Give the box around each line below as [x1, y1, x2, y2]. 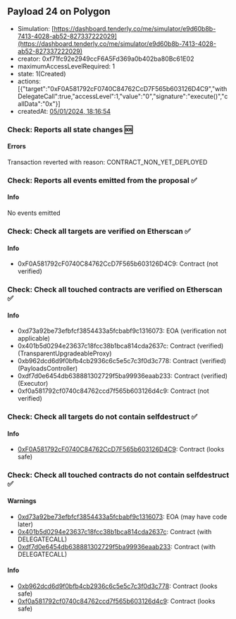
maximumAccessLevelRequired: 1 [17, 61, 115, 70]
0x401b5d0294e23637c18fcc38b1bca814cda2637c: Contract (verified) [17, 342, 224, 350]
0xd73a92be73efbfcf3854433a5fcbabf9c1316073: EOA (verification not [17, 326, 227, 335]
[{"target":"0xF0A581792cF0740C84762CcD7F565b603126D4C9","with [17, 84, 228, 93]
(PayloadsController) [17, 364, 78, 373]
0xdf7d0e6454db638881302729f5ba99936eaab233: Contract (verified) [17, 372, 228, 380]
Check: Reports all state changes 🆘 [7, 124, 133, 134]
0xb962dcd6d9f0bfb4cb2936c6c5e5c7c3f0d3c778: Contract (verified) [17, 357, 227, 365]
